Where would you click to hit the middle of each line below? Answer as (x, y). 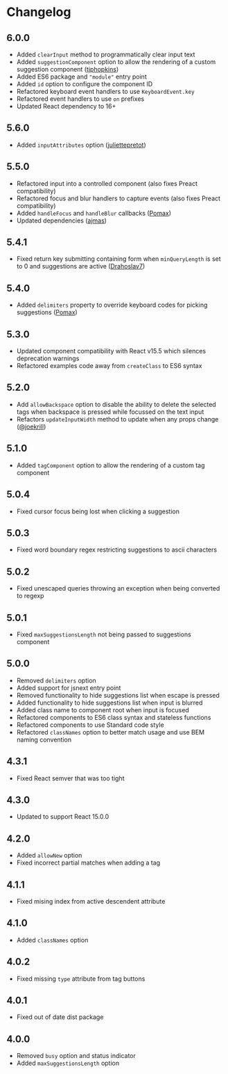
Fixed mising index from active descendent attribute (91, 901)
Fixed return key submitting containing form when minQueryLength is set (119, 259)
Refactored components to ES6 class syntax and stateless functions (114, 717)
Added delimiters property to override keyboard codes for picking (112, 305)
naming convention (44, 739)
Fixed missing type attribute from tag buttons (81, 979)
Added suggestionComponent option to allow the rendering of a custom (116, 62)
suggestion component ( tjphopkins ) (68, 69)
